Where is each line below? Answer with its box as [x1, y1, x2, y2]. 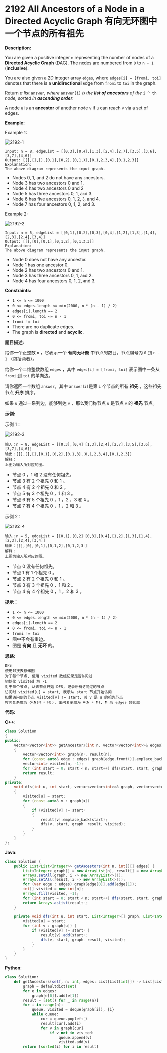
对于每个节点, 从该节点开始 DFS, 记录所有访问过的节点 [5, 684, 104, 689]
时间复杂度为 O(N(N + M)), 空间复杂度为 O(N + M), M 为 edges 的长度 [5, 700, 140, 705]
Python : [5, 965, 22, 971]
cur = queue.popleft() [40, 1016, 88, 1022]
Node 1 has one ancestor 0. [12, 262, 69, 268]
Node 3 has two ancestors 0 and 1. [12, 180, 84, 186]
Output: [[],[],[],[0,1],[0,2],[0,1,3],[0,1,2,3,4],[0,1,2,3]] [5, 157, 139, 163]
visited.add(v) [58, 1040, 90, 1045]
